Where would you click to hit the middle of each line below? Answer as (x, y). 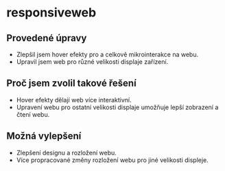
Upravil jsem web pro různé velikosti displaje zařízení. (92, 62)
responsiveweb (51, 13)
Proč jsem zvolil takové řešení (71, 83)
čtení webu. (33, 114)
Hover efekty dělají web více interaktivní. (74, 100)
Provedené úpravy (47, 38)
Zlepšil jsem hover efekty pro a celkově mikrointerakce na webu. (107, 54)
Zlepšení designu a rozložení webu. (67, 152)
